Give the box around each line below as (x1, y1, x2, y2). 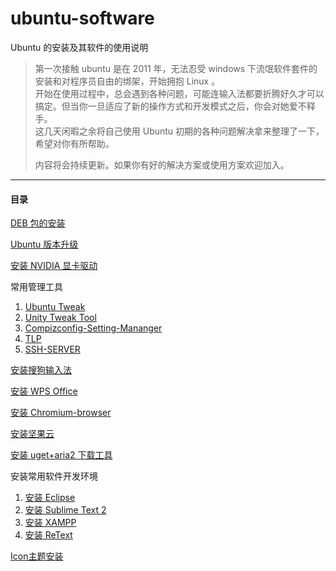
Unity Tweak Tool (24, 312, 97, 324)
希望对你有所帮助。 (34, 137, 115, 149)
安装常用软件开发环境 (10, 470, 98, 482)
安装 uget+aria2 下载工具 (10, 449, 113, 461)
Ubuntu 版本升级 (10, 238, 79, 251)
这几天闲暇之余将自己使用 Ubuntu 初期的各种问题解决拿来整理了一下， (34, 125, 325, 137)
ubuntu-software (10, 7, 155, 30)
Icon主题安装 (10, 550, 64, 562)
